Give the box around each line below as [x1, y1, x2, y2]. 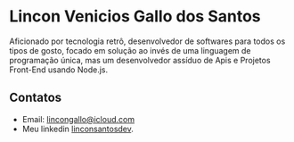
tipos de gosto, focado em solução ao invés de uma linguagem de [9, 45, 251, 55]
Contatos [9, 90, 62, 105]
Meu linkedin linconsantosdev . [21, 123, 134, 134]
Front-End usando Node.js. [9, 64, 109, 75]
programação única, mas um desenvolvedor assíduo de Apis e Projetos [9, 54, 271, 65]
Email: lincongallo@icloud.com [21, 113, 135, 124]
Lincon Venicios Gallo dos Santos [9, 6, 261, 27]
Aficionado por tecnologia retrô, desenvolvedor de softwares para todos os [9, 36, 286, 46]
